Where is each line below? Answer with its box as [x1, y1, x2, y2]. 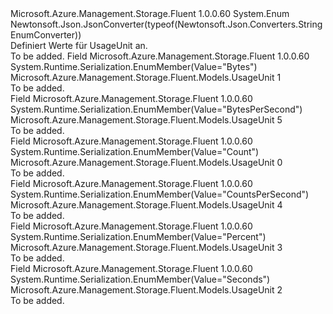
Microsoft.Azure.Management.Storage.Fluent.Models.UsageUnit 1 [10, 72, 282, 83]
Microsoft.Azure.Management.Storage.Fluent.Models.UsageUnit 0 [10, 157, 283, 168]
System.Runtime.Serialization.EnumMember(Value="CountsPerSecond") [10, 188, 310, 200]
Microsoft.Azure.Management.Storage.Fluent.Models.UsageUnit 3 [10, 242, 283, 253]
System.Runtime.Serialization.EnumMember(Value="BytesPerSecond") [10, 103, 303, 115]
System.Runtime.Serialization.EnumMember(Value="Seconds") [10, 273, 271, 285]
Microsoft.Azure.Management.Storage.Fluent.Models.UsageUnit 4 [10, 199, 283, 211]
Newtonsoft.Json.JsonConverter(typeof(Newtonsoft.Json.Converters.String [10, 18, 323, 30]
